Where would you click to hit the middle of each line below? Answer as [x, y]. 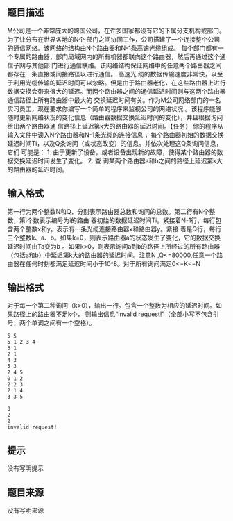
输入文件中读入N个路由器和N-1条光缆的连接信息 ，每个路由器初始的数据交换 [115, 135]
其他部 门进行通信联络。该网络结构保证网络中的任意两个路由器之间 [126, 65]
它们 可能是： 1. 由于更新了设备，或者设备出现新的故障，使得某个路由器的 [112, 152]
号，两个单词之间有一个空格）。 [51, 323]
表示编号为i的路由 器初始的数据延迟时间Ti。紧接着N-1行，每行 [127, 220]
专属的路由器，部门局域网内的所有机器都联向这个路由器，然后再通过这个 [116, 56]
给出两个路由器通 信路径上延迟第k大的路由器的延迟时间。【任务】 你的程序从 [115, 126]
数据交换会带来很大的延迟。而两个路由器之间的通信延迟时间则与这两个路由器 [116, 91]
